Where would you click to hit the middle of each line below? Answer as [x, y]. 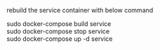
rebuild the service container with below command [80, 10]
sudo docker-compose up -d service [60, 39]
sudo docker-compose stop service [58, 31]
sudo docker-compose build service [59, 24]
